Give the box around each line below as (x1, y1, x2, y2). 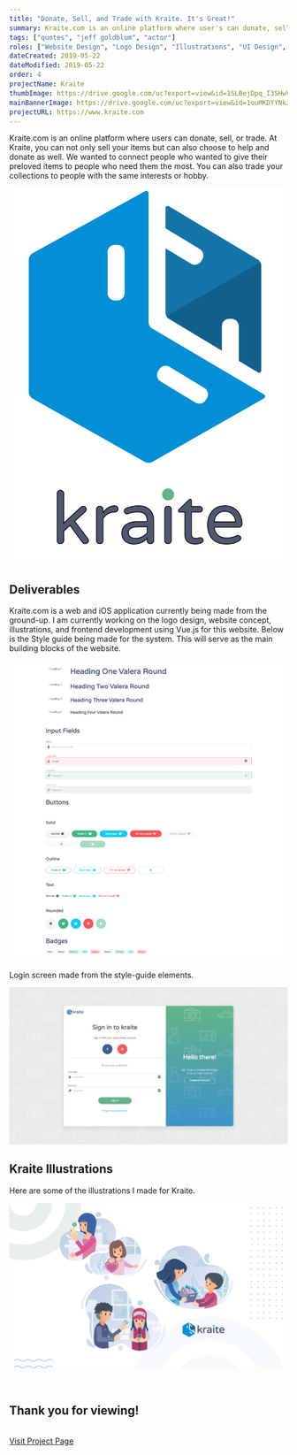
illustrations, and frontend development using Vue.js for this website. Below (9, 624, 285, 635)
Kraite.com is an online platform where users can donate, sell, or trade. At (9, 133, 278, 143)
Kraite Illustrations (9, 1161, 113, 1176)
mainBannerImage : (9, 98, 73, 107)
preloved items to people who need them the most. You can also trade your (9, 161, 284, 172)
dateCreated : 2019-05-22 (9, 51, 101, 61)
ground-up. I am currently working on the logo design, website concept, (9, 615, 272, 625)
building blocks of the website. (9, 643, 121, 654)
